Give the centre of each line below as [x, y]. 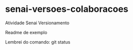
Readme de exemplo [26, 32]
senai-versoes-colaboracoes [67, 9]
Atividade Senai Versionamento [37, 23]
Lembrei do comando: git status [38, 42]
